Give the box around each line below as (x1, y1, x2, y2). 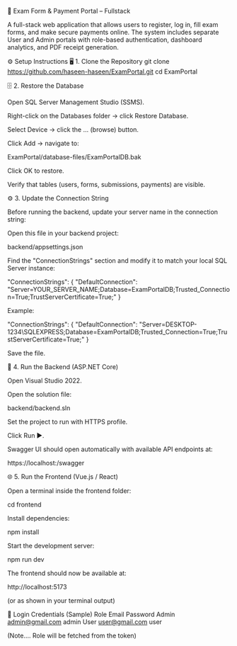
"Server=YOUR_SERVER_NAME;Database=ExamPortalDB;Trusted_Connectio (7, 285, 230, 293)
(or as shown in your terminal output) (7, 596, 115, 605)
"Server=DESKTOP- (139, 320, 197, 329)
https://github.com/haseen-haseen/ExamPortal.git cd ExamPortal (7, 67, 198, 76)
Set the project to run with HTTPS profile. (7, 418, 128, 426)
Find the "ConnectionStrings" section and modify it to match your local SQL (7, 256, 228, 265)
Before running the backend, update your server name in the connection (7, 208, 218, 216)
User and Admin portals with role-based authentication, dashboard (7, 35, 202, 44)
